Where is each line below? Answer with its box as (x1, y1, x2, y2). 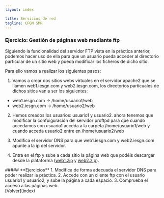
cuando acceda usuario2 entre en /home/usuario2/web (12, 128, 124, 134)
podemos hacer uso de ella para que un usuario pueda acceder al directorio (5, 53, 159, 59)
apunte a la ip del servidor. (12, 142, 66, 148)
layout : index (5, 7, 34, 12)
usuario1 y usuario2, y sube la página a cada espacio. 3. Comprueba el (5, 177, 148, 183)
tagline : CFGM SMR (5, 21, 43, 26)
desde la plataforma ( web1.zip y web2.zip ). (12, 157, 99, 163)
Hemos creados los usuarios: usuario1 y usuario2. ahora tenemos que (12, 112, 154, 118)
